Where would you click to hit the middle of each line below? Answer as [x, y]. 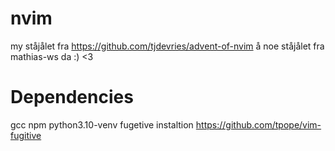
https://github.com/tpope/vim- [258, 124]
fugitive [26, 135]
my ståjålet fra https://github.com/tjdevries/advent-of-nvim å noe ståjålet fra [167, 46]
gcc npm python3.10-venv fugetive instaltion [102, 124]
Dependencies [72, 97]
